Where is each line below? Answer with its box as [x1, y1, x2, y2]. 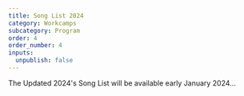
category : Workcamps [8, 19, 78, 27]
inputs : [8, 49, 34, 57]
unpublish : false [15, 57, 74, 65]
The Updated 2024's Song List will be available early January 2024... [8, 78, 236, 88]
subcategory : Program [8, 26, 81, 34]
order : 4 [8, 34, 38, 42]
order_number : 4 [8, 42, 62, 50]
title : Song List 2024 [8, 11, 84, 20]
